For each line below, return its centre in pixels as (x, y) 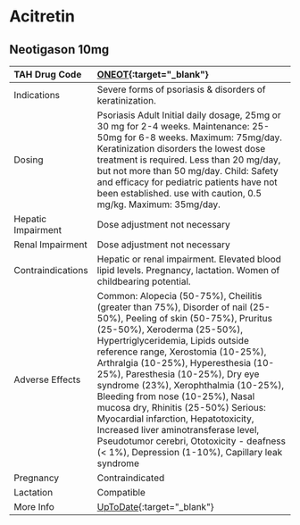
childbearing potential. (144, 281)
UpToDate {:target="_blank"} (155, 507)
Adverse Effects (47, 379)
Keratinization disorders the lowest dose (181, 149)
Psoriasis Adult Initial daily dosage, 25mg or (189, 115)
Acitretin (42, 17)
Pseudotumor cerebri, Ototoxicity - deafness (191, 441)
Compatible (121, 492)
